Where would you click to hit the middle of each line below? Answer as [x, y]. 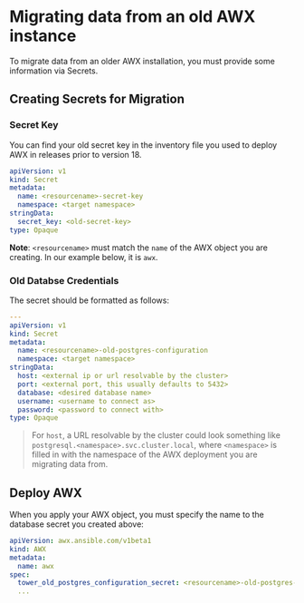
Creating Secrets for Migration [97, 99]
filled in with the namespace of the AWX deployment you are [144, 454]
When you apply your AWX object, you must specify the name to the [137, 515]
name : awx [36, 566]
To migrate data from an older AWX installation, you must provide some [142, 61]
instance [43, 36]
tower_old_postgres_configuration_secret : [99, 583]
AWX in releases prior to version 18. [76, 154]
